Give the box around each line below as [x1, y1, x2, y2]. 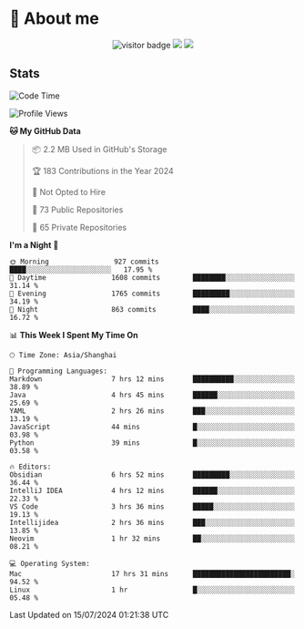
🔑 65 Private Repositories [31, 222, 127, 232]
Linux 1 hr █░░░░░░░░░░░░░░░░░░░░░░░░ [9, 585, 296, 594]
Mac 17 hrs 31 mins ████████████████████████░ [9, 569, 296, 578]
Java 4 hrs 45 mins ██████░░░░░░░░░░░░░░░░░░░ [9, 390, 296, 399]
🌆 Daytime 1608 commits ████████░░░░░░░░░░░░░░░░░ [9, 273, 296, 282]
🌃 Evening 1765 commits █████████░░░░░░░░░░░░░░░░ [9, 289, 296, 298]
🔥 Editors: [9, 462, 52, 471]
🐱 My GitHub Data [9, 125, 82, 136]
